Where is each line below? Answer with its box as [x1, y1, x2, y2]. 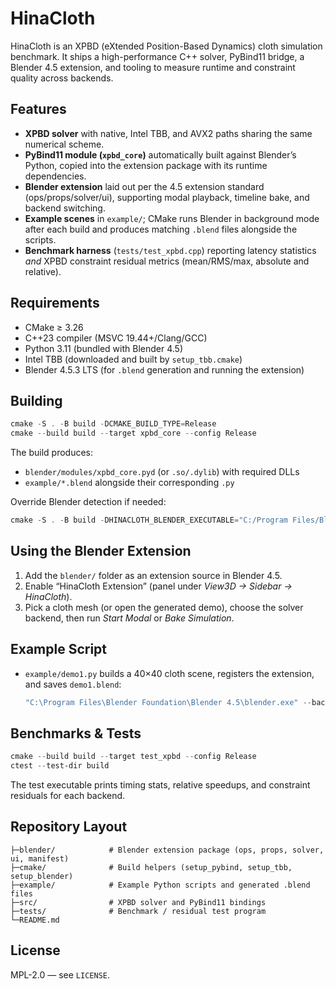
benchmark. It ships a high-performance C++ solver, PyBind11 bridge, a [10, 50, 305, 62]
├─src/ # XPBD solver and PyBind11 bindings [10, 897, 267, 907]
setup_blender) [10, 871, 74, 881]
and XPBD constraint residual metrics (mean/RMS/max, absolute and [24, 255, 310, 267]
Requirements [10, 295, 100, 312]
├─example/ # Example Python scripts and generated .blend [10, 880, 311, 890]
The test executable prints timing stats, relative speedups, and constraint [10, 779, 311, 791]
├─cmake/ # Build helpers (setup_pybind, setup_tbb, [10, 862, 293, 872]
